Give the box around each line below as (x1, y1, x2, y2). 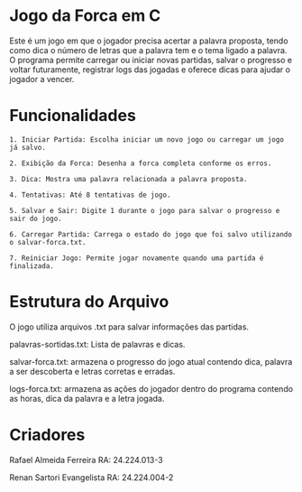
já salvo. (9, 143, 47, 152)
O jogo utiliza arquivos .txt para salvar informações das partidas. (9, 321, 250, 332)
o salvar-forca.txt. (9, 237, 87, 246)
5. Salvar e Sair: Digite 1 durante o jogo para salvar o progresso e (9, 206, 280, 215)
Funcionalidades (9, 106, 137, 126)
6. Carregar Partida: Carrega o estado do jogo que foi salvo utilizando (9, 229, 293, 239)
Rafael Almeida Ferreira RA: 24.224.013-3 (9, 454, 164, 465)
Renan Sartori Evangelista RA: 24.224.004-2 (9, 471, 174, 483)
